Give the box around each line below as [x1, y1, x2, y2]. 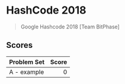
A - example [9, 67, 44, 76]
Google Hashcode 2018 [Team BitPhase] [20, 23, 120, 30]
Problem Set [9, 57, 45, 66]
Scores [6, 40, 33, 50]
